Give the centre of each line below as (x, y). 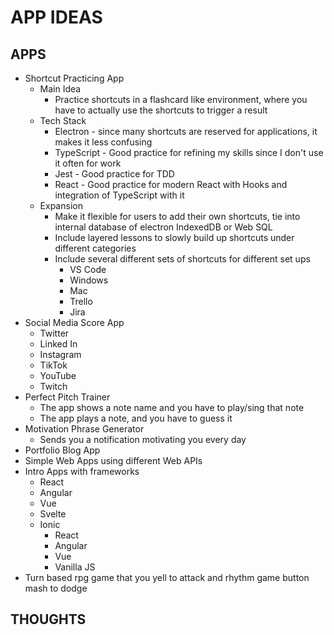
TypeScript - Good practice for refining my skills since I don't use (189, 152)
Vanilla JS (75, 567)
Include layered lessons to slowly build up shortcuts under (174, 237)
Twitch (53, 386)
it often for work (88, 163)
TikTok (53, 365)
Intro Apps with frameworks (82, 471)
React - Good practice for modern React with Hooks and (171, 184)
